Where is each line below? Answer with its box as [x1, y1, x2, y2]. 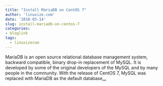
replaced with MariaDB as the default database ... [5, 75, 107, 81]
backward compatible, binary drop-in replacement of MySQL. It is [5, 59, 141, 65]
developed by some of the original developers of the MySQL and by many [5, 64, 158, 70]
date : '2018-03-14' [5, 17, 46, 22]
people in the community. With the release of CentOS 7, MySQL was [5, 70, 146, 76]
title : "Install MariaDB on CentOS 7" [5, 7, 87, 13]
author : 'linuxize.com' [5, 12, 55, 17]
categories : [5, 26, 30, 31]
